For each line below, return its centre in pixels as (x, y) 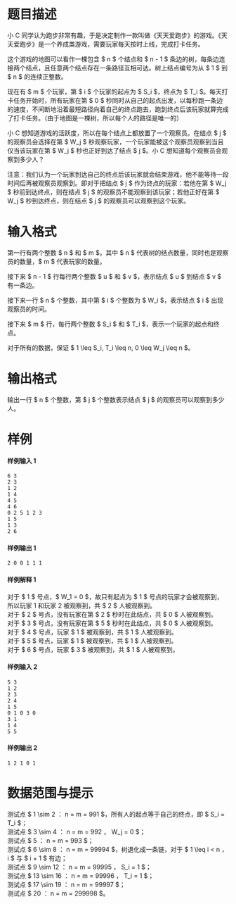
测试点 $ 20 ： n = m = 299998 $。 (58, 893)
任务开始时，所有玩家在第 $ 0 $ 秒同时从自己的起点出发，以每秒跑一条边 (118, 100)
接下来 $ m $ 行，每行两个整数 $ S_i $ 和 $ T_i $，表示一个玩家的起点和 (111, 324)
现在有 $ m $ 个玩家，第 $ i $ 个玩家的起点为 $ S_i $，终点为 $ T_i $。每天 (115, 92)
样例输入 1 (22, 460)
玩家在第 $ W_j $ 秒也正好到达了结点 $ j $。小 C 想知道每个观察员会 (124, 150)
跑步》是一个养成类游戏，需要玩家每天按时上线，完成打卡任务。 (112, 44)
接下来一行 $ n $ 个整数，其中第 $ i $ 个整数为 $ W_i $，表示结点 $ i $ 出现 (116, 300)
